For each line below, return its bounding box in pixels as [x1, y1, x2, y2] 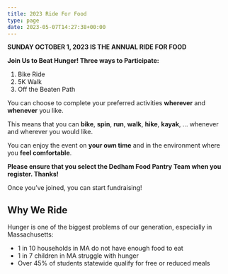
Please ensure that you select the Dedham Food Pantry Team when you [7, 162, 222, 171]
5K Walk [17, 78, 42, 86]
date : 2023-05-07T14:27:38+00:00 [7, 23, 106, 30]
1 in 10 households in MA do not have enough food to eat [17, 244, 184, 253]
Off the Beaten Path [17, 85, 76, 94]
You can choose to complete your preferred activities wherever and [7, 99, 206, 107]
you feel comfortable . [7, 149, 72, 157]
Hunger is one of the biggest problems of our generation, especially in [7, 223, 212, 232]
